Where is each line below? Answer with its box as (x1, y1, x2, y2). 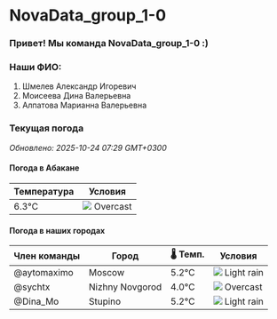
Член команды (13, 250, 81, 262)
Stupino (88, 295, 122, 307)
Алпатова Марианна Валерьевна (21, 100, 147, 111)
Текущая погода (9, 122, 84, 134)
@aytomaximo (13, 267, 74, 279)
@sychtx (13, 281, 51, 293)
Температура (13, 185, 75, 197)
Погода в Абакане (9, 163, 80, 173)
